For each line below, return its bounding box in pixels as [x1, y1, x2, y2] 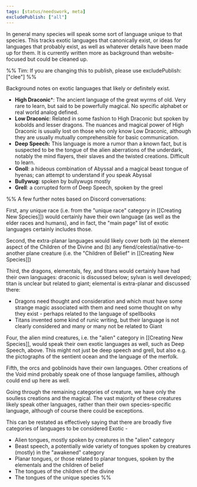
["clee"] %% [6, 73, 37, 80]
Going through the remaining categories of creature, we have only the [6, 388, 176, 396]
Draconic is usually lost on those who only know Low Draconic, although [14, 128, 192, 135]
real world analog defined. [14, 109, 78, 116]
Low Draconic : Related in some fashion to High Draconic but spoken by [14, 115, 189, 122]
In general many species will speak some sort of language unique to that [6, 30, 183, 37]
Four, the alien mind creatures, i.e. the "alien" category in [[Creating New [6, 334, 183, 341]
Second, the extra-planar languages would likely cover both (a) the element [6, 237, 190, 244]
